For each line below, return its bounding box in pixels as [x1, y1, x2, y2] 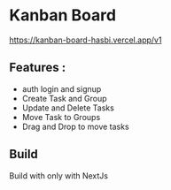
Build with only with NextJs [9, 170, 109, 181]
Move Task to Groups [21, 111, 101, 122]
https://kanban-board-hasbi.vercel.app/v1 [9, 34, 162, 45]
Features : [9, 60, 66, 75]
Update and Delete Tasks [21, 103, 115, 113]
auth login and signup [21, 83, 102, 94]
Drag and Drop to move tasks [21, 121, 130, 132]
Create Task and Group [21, 93, 108, 103]
